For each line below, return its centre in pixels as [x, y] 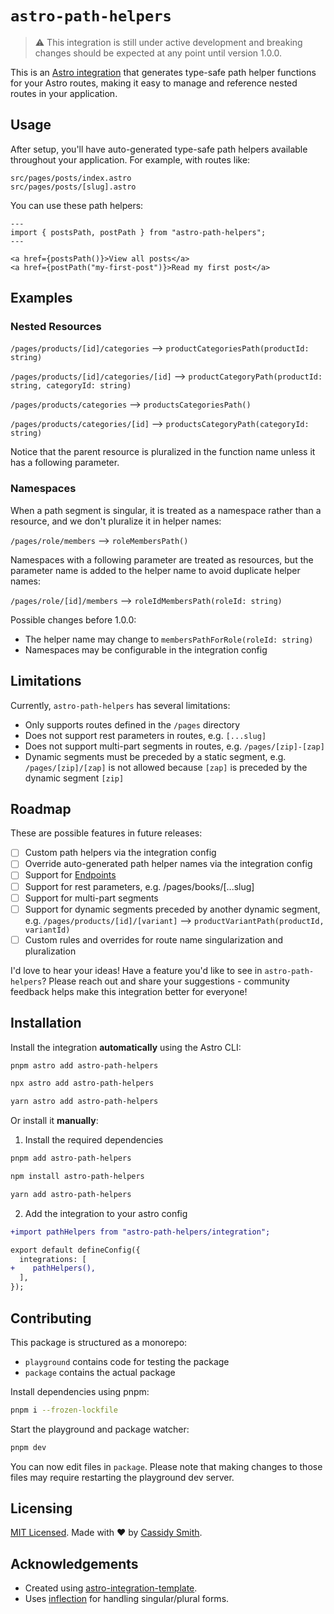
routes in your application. [64, 93]
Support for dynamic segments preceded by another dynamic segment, [172, 909]
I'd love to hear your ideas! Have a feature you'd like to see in [136, 970]
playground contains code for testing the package [127, 1361]
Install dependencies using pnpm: [80, 1391]
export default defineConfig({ [75, 1250]
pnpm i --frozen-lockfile [64, 1410]
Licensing [41, 1508]
